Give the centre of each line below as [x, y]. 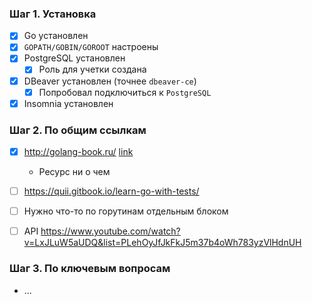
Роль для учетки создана [92, 69]
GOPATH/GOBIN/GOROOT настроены [91, 47]
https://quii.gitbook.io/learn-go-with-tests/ [111, 191]
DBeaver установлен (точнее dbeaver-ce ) [110, 81]
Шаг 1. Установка [53, 14]
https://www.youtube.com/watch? [110, 231]
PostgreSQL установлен [74, 58]
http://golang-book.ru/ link [78, 152]
